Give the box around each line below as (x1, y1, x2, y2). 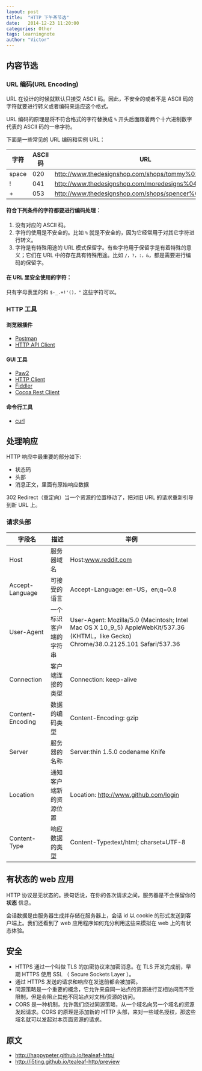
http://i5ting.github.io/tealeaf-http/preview (14, 1058, 120, 1066)
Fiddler (14, 382, 33, 389)
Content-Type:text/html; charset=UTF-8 (70, 838, 186, 846)
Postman (14, 335, 37, 342)
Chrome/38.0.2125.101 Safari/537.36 (70, 639, 180, 648)
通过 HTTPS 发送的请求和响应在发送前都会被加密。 (14, 978, 141, 985)
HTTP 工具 (6, 305, 37, 313)
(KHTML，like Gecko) (70, 632, 132, 640)
